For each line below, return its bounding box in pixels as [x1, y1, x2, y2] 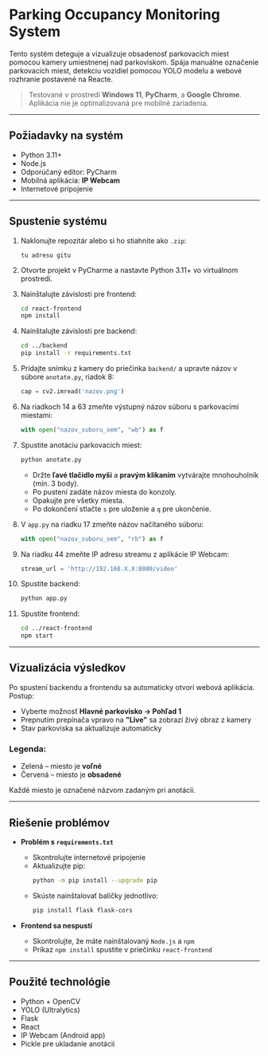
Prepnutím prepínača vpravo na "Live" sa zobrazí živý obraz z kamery [20, 715, 252, 724]
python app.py [20, 594, 68, 603]
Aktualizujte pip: [32, 861, 86, 870]
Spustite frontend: [20, 609, 80, 619]
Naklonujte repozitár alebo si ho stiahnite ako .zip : [20, 235, 187, 245]
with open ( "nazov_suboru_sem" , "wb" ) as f [20, 425, 164, 434]
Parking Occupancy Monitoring [9, 6, 221, 24]
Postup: [9, 691, 35, 700]
